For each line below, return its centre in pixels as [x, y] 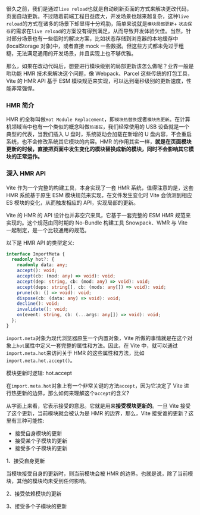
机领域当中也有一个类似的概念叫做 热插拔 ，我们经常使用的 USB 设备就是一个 [98, 127]
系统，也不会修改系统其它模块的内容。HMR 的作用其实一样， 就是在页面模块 [99, 142]
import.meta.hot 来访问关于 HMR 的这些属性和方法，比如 [75, 352]
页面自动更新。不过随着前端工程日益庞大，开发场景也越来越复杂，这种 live [98, 16]
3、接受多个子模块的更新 [37, 506]
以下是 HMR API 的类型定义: [40, 242]
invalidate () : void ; [42, 309]
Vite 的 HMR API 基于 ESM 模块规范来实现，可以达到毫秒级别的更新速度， [96, 81]
